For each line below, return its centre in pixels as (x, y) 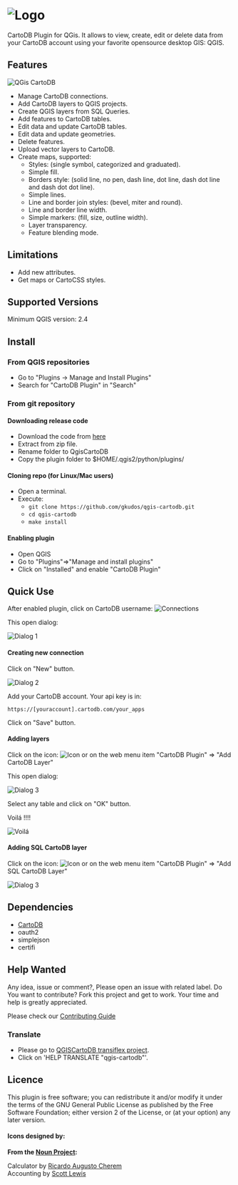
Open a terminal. (42, 492)
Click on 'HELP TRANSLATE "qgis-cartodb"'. (83, 1057)
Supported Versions (53, 302)
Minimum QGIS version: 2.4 (48, 319)
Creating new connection (46, 652)
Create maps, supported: (54, 156)
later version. (27, 1119)
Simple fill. (43, 172)
